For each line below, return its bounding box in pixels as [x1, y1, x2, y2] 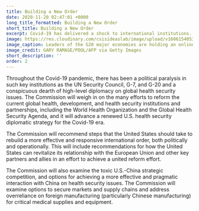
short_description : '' [6, 53, 62, 59]
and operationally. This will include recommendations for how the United [6, 143, 183, 150]
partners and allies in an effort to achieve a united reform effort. [6, 155, 162, 162]
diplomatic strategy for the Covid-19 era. [6, 119, 105, 126]
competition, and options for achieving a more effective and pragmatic [6, 173, 178, 180]
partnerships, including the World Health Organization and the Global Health [6, 106, 192, 113]
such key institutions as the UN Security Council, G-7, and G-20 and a [6, 81, 176, 88]
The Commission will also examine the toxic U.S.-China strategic [6, 167, 164, 174]
